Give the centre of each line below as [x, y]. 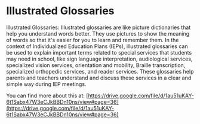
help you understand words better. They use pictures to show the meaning [98, 33]
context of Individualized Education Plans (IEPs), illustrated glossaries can [97, 46]
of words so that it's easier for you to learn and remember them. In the [93, 40]
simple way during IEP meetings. [46, 84]
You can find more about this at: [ [47, 96]
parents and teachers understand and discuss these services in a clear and [99, 78]
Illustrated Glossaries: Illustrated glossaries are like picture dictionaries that [99, 27]
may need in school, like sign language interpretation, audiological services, [99, 59]
